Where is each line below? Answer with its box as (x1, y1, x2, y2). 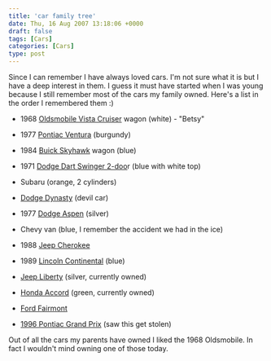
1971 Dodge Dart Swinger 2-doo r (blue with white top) (20, 161, 201, 171)
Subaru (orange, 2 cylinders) (20, 177, 117, 187)
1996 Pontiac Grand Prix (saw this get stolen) (20, 319, 173, 328)
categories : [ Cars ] (8, 42, 75, 51)
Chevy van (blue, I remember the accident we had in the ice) (20, 225, 224, 234)
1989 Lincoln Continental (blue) (20, 256, 125, 266)
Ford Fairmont (20, 303, 68, 313)
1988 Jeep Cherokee (20, 240, 91, 249)
